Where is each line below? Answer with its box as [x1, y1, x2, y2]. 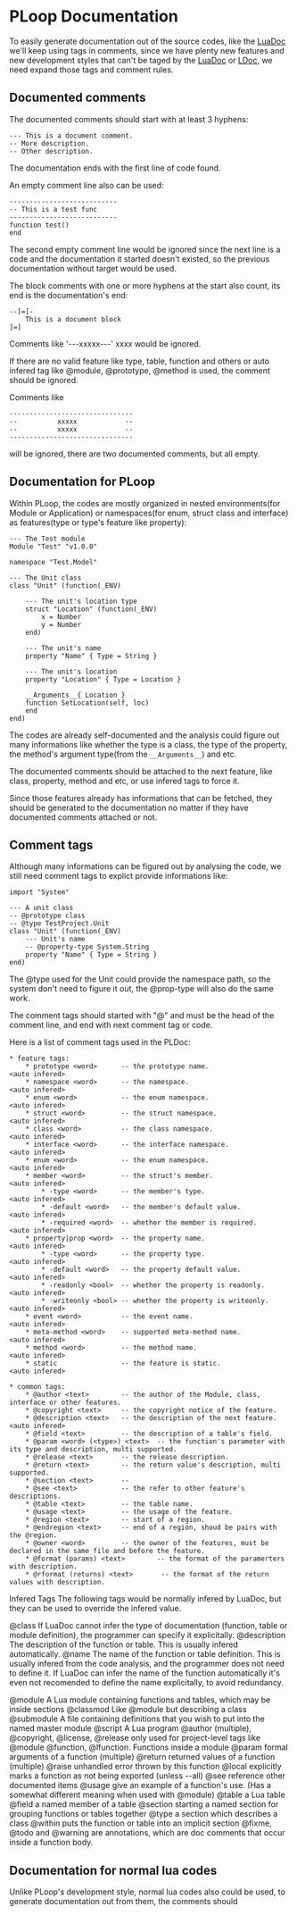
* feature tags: [9, 1054, 70, 1064]
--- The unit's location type [25, 597, 138, 606]
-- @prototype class [9, 911, 87, 921]
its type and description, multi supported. [9, 1445, 177, 1454]
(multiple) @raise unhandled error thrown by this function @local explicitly [9, 1761, 283, 1772]
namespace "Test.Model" [9, 557, 98, 566]
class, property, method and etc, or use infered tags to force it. [9, 775, 240, 786]
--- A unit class [9, 904, 74, 913]
